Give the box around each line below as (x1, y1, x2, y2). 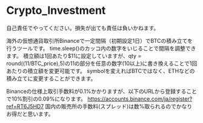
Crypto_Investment (6, 4, 106, 17)
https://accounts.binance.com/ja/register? (87, 95, 193, 102)
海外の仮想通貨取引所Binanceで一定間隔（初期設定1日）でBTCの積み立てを (6, 37, 193, 44)
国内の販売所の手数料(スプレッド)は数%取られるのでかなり (45, 102, 193, 110)
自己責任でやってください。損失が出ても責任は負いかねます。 (6, 24, 159, 31)
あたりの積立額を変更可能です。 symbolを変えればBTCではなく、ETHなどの (6, 67, 195, 74)
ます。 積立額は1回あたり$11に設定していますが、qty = (6, 52, 142, 59)
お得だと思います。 (6, 110, 54, 118)
